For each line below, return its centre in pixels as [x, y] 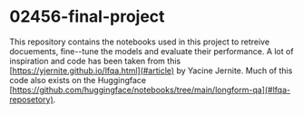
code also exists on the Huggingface [78, 80]
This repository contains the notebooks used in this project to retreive [140, 42]
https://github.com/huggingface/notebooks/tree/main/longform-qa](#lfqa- [151, 90]
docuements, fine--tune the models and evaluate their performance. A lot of [151, 51]
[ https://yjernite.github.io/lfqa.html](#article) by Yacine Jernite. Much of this [151, 71]
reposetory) [32, 99]
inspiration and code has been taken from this [95, 61]
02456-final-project [87, 17]
